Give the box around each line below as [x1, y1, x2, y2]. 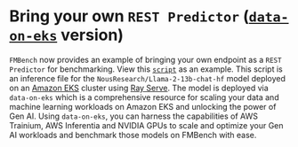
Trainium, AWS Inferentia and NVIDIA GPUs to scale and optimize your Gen [9, 120, 284, 130]
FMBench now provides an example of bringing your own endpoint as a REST [9, 54, 282, 65]
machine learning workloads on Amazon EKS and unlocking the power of [9, 101, 277, 112]
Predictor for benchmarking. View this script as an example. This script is [9, 64, 283, 74]
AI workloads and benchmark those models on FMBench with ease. [9, 129, 257, 140]
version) [60, 25, 125, 45]
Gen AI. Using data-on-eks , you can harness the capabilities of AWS [9, 111, 258, 121]
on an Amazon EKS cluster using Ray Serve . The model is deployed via [9, 82, 269, 93]
